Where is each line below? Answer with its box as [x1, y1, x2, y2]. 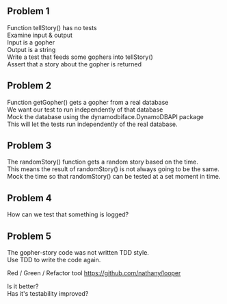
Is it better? [7, 282, 39, 290]
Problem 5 [7, 230, 52, 242]
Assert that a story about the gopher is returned [7, 60, 142, 68]
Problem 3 [7, 140, 52, 151]
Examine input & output [7, 31, 73, 39]
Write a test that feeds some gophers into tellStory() [7, 53, 154, 61]
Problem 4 [7, 192, 53, 204]
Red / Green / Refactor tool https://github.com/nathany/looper [7, 269, 181, 277]
